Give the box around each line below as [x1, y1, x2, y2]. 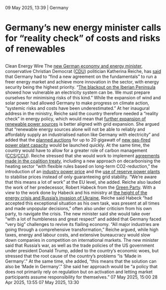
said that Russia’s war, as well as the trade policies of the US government [5, 242, 155, 248]
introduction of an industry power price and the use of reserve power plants [5, 168, 160, 174]
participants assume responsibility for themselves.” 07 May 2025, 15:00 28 [5, 274, 158, 280]
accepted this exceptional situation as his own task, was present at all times [5, 200, 160, 206]
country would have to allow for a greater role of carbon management [5, 147, 148, 153]
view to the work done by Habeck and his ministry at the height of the [5, 189, 148, 196]
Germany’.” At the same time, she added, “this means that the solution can [5, 258, 157, 264]
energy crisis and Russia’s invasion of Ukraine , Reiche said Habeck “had [5, 195, 153, 201]
